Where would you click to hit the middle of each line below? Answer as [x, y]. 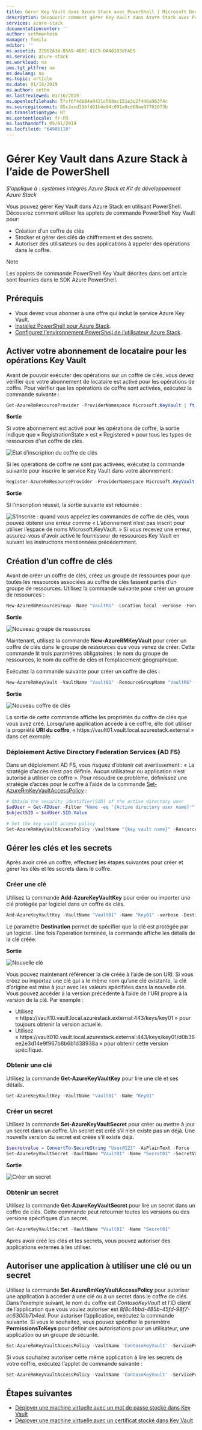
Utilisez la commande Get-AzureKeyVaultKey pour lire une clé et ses [92, 1078]
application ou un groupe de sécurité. [53, 1334]
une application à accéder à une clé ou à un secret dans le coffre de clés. [97, 1296]
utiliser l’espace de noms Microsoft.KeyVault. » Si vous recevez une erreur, [99, 529]
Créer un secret [29, 1111]
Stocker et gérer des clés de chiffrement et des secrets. [84, 237]
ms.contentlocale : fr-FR [37, 118]
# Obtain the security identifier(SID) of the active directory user [95, 802]
